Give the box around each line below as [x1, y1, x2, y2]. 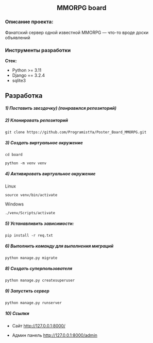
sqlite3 [12, 77, 26, 83]
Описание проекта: [5, 18, 53, 25]
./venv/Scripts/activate [5, 210, 55, 215]
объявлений [5, 34, 31, 40]
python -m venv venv [5, 160, 47, 166]
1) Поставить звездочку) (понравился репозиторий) [5, 105, 117, 111]
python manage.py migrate [5, 255, 57, 260]
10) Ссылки [5, 310, 30, 316]
